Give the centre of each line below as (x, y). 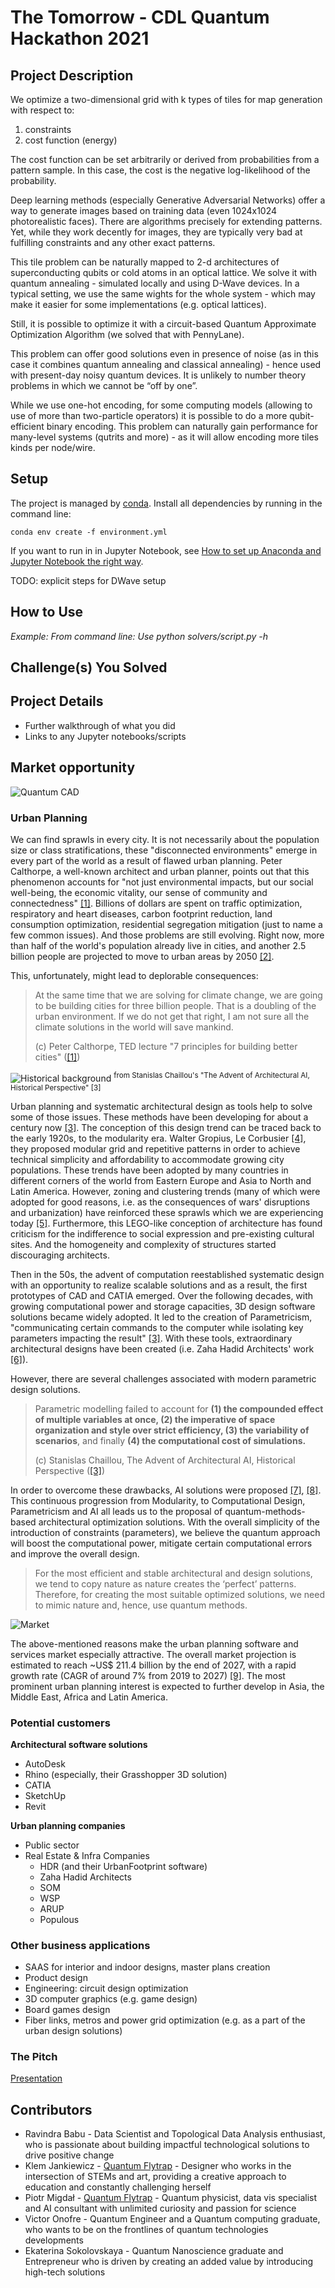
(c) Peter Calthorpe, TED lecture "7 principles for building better (166, 1046)
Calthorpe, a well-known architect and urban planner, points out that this (160, 871)
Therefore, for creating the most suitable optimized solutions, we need (180, 1594)
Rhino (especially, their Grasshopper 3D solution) (126, 1774)
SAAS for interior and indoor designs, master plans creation (147, 1967)
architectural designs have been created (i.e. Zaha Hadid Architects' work (162, 1348)
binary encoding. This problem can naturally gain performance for (182, 426)
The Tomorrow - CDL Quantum (140, 17)
